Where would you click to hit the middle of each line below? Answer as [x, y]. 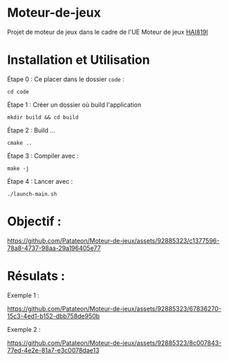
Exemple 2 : [24, 329]
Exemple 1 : [23, 295]
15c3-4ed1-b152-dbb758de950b [54, 316]
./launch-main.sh [32, 194]
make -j [18, 168]
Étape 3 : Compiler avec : [43, 156]
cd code [18, 91]
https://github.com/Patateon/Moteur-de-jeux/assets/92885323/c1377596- [113, 240]
